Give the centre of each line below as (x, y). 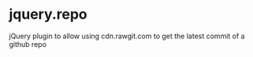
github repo (28, 44)
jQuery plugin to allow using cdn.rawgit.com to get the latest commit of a (127, 36)
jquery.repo (48, 14)
